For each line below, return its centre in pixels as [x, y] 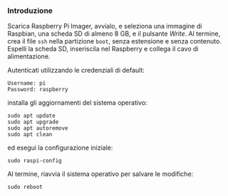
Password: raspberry [38, 90]
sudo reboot [25, 187]
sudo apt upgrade [33, 122]
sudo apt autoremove [38, 128]
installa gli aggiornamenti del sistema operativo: [77, 103]
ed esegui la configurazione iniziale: [60, 148]
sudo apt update [31, 116]
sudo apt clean [30, 135]
